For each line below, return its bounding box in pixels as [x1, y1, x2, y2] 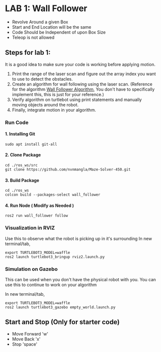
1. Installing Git [5, 131, 35, 137]
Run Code [5, 119, 29, 126]
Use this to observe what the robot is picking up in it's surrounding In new [5, 235, 152, 241]
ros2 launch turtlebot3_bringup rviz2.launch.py [5, 254, 105, 259]
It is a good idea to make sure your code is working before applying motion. [5, 61, 156, 67]
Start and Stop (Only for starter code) [5, 318, 120, 326]
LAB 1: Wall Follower [5, 3, 88, 14]
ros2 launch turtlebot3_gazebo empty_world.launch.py [5, 305, 116, 310]
